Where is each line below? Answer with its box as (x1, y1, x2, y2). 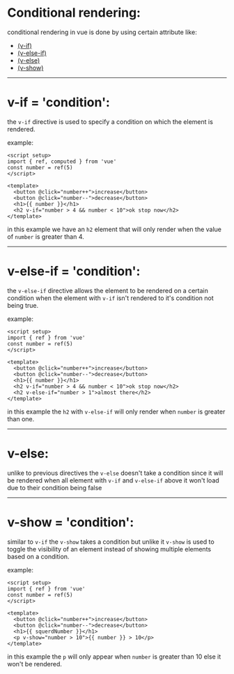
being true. (7, 301, 39, 309)
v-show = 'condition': (7, 514, 134, 530)
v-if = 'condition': (7, 95, 110, 111)
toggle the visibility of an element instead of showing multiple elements (7, 544, 211, 553)
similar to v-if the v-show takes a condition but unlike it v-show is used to (7, 538, 214, 546)
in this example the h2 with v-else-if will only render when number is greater (7, 407, 226, 416)
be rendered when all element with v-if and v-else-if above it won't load (7, 476, 219, 485)
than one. (7, 414, 35, 423)
